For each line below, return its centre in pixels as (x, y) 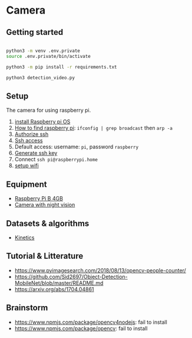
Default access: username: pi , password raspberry (77, 147)
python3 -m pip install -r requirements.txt (62, 67)
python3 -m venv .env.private (43, 51)
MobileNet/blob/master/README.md (59, 283)
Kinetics (24, 238)
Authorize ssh (32, 134)
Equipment (27, 184)
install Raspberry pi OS (42, 122)
